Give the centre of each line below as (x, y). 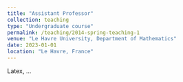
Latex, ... (19, 71)
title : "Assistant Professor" (51, 13)
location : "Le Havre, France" (51, 52)
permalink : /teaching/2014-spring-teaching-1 (73, 32)
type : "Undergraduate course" (51, 26)
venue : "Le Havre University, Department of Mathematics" (92, 39)
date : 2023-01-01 (32, 45)
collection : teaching (38, 20)
